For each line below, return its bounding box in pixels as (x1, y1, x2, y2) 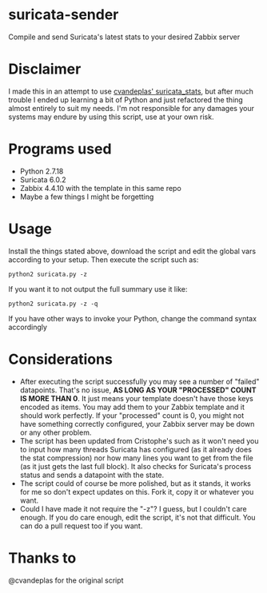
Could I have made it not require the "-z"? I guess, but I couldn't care (19, 503, 248, 513)
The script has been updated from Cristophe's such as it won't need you (19, 436, 259, 445)
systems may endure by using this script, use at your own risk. (8, 112, 214, 121)
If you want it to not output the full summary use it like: (8, 284, 188, 293)
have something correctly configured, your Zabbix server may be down (19, 419, 255, 428)
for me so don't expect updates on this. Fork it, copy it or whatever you (19, 487, 254, 496)
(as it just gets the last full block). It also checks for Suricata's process (19, 461, 252, 471)
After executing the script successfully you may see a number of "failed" (19, 376, 260, 386)
